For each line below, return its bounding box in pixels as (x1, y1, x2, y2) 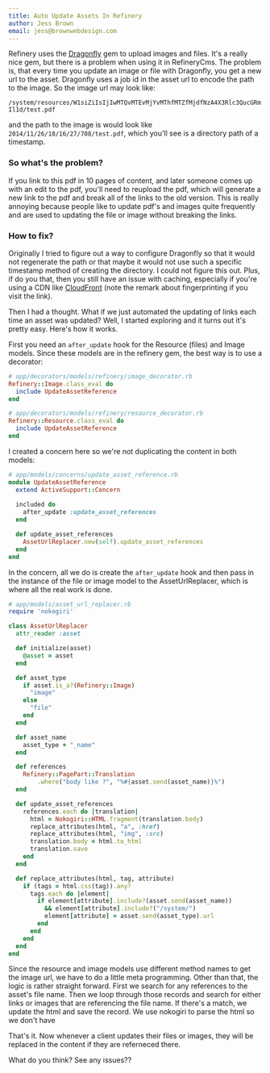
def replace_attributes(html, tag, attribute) (15, 875, 175, 883)
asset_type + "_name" (23, 741, 95, 749)
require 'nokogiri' (8, 607, 74, 616)
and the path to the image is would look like (8, 120, 153, 130)
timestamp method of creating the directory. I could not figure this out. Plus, (8, 265, 260, 275)
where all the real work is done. (8, 584, 113, 594)
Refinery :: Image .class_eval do (8, 380, 114, 388)
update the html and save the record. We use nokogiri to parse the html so (8, 1007, 255, 1017)
